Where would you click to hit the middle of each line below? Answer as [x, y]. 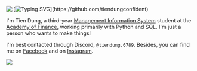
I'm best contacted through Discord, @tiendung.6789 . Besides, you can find [98, 45]
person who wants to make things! [49, 33]
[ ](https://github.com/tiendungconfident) [81, 9]
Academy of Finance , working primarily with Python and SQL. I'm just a [94, 27]
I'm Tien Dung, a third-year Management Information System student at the [99, 20]
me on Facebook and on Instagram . [50, 51]
